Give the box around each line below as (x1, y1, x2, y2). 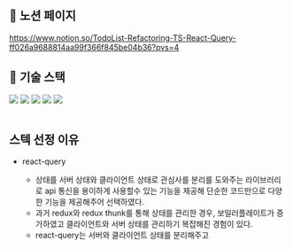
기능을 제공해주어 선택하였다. (44, 197, 144, 207)
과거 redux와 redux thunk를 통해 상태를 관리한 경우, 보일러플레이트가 (35, 207, 274, 219)
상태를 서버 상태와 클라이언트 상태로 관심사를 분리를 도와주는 (35, 175, 243, 185)
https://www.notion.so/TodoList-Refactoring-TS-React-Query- (9, 32, 237, 43)
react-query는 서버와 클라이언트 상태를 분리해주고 (35, 230, 210, 241)
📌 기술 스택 (9, 70, 66, 85)
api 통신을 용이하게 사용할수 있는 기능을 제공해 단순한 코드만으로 (44, 185, 266, 197)
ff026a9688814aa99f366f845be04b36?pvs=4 (9, 42, 180, 52)
